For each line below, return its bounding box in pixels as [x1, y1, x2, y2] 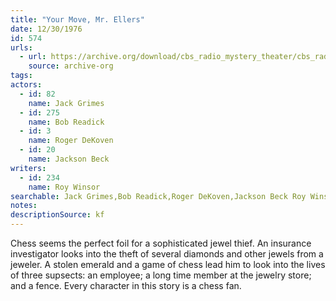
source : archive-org [28, 61, 114, 71]
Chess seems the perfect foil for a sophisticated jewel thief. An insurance [10, 237, 312, 249]
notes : [10, 201, 38, 211]
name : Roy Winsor [28, 182, 101, 192]
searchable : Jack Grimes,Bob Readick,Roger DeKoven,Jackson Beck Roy [10, 191, 307, 201]
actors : [10, 80, 43, 90]
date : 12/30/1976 [10, 24, 83, 34]
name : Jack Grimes [28, 98, 105, 108]
